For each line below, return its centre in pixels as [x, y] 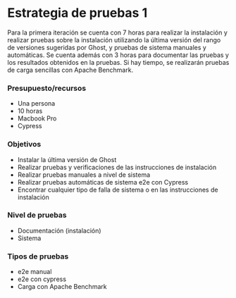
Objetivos [24, 144]
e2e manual [35, 272]
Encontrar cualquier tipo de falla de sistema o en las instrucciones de [118, 190]
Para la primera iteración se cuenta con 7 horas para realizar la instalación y [117, 32]
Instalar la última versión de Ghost [67, 159]
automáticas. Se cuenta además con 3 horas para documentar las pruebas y [118, 55]
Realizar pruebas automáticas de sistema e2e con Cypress [103, 182]
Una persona [36, 104]
